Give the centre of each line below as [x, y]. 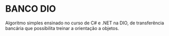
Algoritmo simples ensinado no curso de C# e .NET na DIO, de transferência [85, 23]
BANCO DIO [31, 9]
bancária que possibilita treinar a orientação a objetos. [62, 28]
